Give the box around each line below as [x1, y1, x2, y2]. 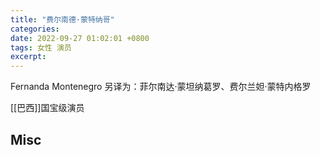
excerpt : [10, 52, 47, 62]
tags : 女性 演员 [10, 42, 72, 53]
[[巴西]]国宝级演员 [10, 102, 85, 114]
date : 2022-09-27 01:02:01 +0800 [10, 33, 150, 43]
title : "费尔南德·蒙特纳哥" [10, 14, 115, 25]
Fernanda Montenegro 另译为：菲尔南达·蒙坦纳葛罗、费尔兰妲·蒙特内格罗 [10, 81, 312, 93]
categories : [10, 24, 60, 34]
